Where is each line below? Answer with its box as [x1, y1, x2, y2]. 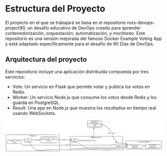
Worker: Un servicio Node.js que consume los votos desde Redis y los [12, 94, 157, 100]
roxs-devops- [127, 19, 156, 25]
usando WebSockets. [12, 110, 56, 116]
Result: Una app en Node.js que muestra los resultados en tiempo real [12, 104, 157, 110]
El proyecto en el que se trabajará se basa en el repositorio [5, 19, 126, 25]
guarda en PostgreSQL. [12, 99, 61, 105]
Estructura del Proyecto [5, 3, 106, 14]
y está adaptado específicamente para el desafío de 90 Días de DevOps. [5, 40, 155, 46]
